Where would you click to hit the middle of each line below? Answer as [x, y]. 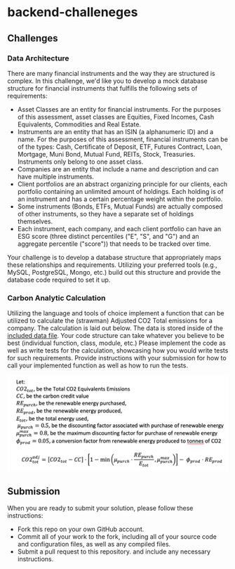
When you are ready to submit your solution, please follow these [100, 508]
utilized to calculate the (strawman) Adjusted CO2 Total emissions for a [110, 321]
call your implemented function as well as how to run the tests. [98, 365]
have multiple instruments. [56, 176]
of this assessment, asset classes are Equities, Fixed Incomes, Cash [116, 117]
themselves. [35, 221]
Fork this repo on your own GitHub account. [81, 529]
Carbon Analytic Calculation [56, 298]
